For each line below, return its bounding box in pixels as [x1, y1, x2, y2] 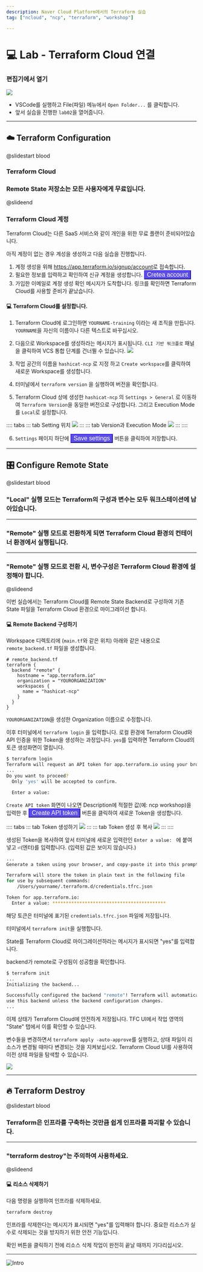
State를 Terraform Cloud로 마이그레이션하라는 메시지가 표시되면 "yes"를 [6, 937, 179, 945]
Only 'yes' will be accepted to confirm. [11, 778, 118, 785]
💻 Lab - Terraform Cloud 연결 [6, 48, 155, 61]
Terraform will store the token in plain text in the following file [6, 872, 185, 879]
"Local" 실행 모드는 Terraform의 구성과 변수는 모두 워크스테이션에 [6, 495, 190, 504]
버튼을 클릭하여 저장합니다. [114, 435, 178, 442]
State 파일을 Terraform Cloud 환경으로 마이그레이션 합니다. [6, 605, 147, 613]
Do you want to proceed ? [6, 773, 69, 779]
